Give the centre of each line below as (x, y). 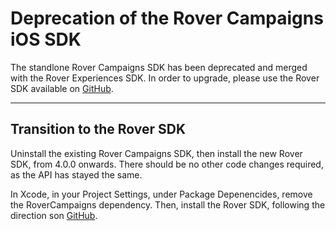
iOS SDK (46, 39)
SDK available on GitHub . (62, 88)
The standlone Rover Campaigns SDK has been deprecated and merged (159, 67)
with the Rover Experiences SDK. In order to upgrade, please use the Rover (165, 78)
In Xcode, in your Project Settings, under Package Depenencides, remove (161, 194)
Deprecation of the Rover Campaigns (167, 18)
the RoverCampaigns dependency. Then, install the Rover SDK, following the (168, 204)
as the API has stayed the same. (76, 174)
